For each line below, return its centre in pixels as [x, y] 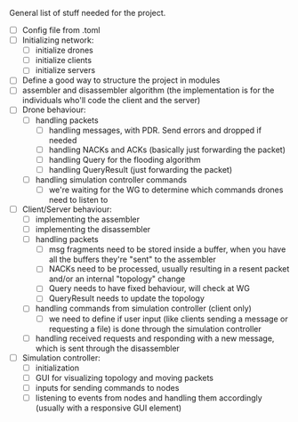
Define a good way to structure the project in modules [121, 80]
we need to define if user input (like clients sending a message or [168, 319]
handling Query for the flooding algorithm [125, 159]
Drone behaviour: [54, 110]
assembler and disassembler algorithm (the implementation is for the [148, 90]
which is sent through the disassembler [108, 348]
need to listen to [78, 199]
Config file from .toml [61, 30]
